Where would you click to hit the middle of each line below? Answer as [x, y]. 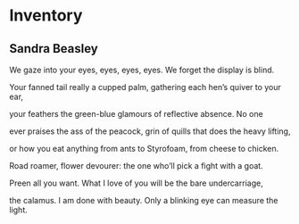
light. [19, 210]
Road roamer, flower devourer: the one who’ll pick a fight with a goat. [136, 166]
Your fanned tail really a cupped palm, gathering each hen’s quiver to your [145, 87]
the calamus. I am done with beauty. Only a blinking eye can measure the [144, 200]
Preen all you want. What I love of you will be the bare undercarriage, [136, 183]
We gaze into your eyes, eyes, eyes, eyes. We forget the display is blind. [142, 70]
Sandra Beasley [54, 49]
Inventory [46, 16]
